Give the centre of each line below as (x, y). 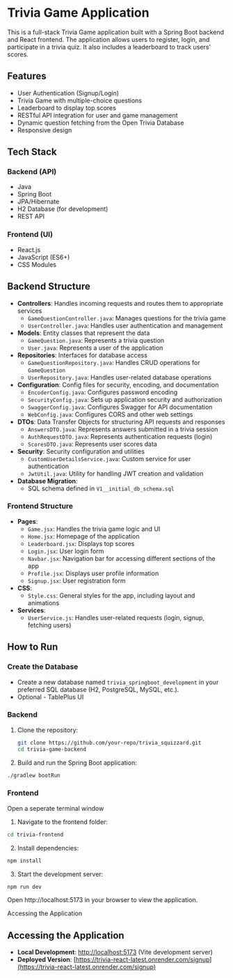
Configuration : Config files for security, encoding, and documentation (118, 385)
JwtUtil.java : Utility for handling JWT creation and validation (115, 473)
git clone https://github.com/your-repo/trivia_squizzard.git (109, 743)
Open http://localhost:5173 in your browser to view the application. (103, 900)
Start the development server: (60, 874)
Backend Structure (49, 287)
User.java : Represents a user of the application (95, 348)
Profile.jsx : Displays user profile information (93, 573)
